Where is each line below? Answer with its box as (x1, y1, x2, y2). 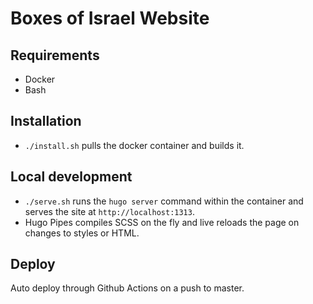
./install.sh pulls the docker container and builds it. (24, 139, 245, 151)
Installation (10, 113, 82, 130)
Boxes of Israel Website (10, 7, 210, 30)
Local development (10, 168, 133, 186)
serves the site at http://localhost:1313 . (24, 205, 195, 217)
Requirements (10, 47, 100, 64)
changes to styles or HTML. (24, 227, 140, 239)
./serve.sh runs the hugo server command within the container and (24, 195, 304, 207)
